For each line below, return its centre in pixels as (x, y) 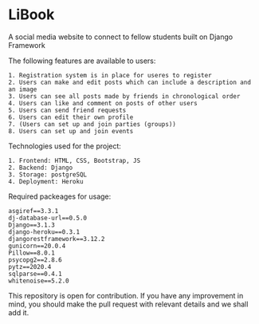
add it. (19, 312)
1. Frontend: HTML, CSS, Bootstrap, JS (75, 160)
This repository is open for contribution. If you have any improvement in (126, 295)
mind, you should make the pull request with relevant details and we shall (128, 304)
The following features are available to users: (82, 61)
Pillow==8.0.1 (32, 253)
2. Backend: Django (41, 168)
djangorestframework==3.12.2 (57, 239)
